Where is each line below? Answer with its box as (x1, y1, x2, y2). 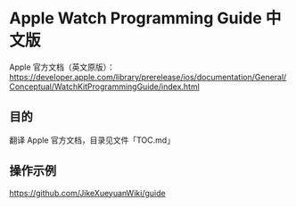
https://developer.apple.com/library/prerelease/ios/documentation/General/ (9, 71, 287, 82)
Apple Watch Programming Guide (9, 8, 263, 29)
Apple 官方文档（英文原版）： (9, 62, 116, 72)
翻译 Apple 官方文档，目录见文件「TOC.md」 (9, 135, 176, 145)
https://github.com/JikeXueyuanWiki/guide (9, 187, 167, 198)
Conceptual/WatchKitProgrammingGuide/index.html (9, 81, 201, 92)
